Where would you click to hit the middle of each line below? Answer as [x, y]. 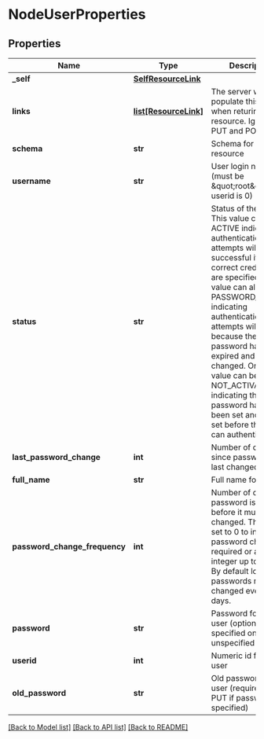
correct [224, 267]
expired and [233, 356]
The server [231, 92]
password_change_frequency [69, 546]
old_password [39, 693]
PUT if [222, 698]
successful [231, 257]
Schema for [232, 143]
